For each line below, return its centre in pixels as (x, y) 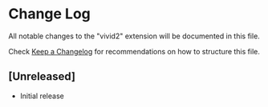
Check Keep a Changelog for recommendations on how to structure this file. (134, 51)
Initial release (42, 96)
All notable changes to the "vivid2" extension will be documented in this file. (134, 36)
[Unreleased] (42, 77)
